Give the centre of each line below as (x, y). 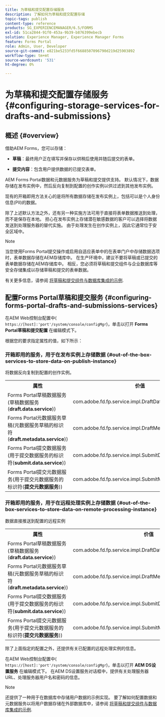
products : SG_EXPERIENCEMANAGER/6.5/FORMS (49, 28)
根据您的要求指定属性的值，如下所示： (44, 341)
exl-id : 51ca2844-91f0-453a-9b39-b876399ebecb (54, 33)
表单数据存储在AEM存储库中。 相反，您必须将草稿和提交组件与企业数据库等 (82, 264)
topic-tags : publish (26, 19)
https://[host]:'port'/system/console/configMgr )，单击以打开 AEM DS (78, 665)
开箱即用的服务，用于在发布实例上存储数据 (55, 354)
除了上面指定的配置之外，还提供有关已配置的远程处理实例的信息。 (72, 648)
